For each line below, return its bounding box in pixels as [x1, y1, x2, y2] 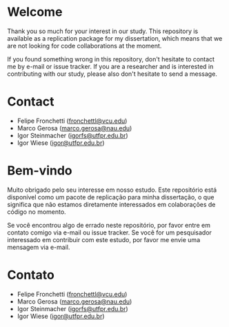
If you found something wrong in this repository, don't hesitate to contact [7, 54, 215, 63]
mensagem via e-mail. [7, 243, 70, 251]
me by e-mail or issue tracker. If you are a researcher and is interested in [7, 62, 214, 70]
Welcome [7, 4, 63, 20]
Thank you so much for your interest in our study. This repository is [7, 27, 199, 35]
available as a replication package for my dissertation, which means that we [7, 34, 223, 42]
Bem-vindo [7, 163, 72, 179]
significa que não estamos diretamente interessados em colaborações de [7, 200, 216, 208]
